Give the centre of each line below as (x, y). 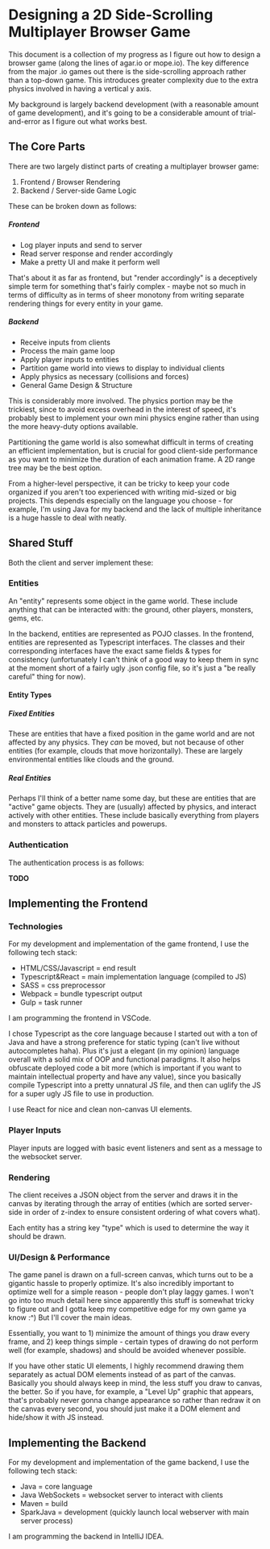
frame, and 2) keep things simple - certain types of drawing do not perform (133, 1342)
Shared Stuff (41, 543)
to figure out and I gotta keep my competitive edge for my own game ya (127, 1309)
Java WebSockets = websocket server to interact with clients (121, 1495)
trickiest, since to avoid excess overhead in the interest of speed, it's (123, 409)
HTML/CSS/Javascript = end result (78, 968)
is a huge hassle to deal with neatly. (68, 517)
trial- (248, 113)
